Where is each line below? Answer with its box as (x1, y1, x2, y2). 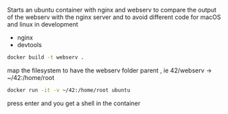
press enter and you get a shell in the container (7, 99, 141, 107)
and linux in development (7, 20, 79, 28)
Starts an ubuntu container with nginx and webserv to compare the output (7, 6, 217, 14)
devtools (16, 41, 43, 48)
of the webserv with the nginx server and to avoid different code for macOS (7, 13, 221, 21)
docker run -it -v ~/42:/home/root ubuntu (7, 87, 130, 94)
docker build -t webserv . (7, 54, 84, 61)
